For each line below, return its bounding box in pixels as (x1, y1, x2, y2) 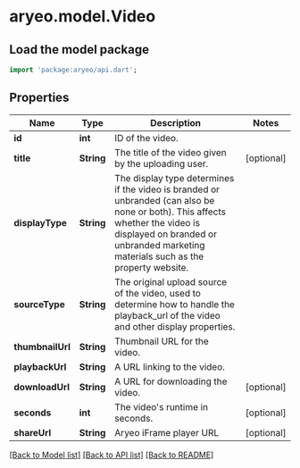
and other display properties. (114, 320, 236, 332)
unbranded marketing (114, 238, 205, 251)
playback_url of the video (114, 309, 221, 322)
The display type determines (114, 171, 235, 184)
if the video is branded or (114, 183, 221, 196)
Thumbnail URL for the (114, 335, 210, 347)
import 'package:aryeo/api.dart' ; (9, 65, 138, 74)
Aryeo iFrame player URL (114, 426, 220, 439)
